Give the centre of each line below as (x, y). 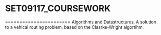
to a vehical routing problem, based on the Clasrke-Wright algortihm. (74, 27)
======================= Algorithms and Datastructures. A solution (80, 22)
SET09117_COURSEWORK (58, 9)
